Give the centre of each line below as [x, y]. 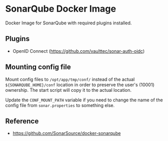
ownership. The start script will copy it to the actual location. [69, 90]
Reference [22, 121]
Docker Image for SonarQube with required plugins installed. [69, 23]
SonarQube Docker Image [61, 9]
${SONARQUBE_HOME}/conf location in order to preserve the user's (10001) [80, 85]
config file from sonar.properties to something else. [60, 105]
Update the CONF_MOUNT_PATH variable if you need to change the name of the [84, 100]
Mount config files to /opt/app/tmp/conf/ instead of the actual [70, 79]
